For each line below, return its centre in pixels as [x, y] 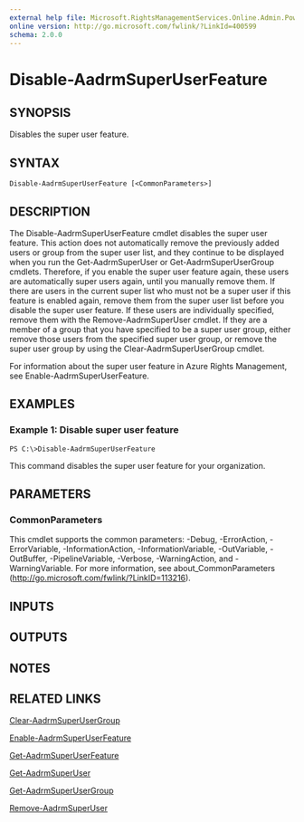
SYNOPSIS [40, 113]
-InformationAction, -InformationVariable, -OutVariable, [166, 550]
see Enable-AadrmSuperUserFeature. [79, 376]
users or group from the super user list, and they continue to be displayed [147, 253]
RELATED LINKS [55, 698]
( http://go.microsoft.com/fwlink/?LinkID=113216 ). [100, 578]
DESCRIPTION [50, 211]
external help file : [48, 18]
